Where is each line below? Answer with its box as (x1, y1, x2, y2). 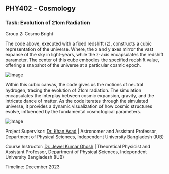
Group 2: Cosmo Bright (5, 30, 54, 37)
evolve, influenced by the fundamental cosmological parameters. (5, 108, 141, 114)
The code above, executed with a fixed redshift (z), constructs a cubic (5, 40, 152, 47)
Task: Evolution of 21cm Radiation (5, 19, 90, 26)
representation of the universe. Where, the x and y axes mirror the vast (5, 46, 154, 52)
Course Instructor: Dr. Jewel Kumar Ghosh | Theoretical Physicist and (5, 143, 151, 149)
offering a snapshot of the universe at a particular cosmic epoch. (5, 62, 141, 68)
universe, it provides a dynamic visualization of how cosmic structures (5, 103, 152, 109)
